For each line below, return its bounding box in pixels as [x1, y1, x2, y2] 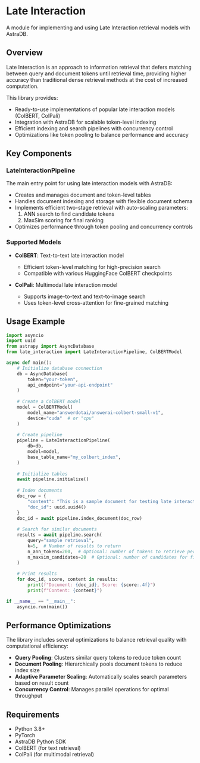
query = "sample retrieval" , [27, 538, 95, 544]
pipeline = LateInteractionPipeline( [17, 437, 111, 443]
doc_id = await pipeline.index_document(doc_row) [17, 515, 143, 521]
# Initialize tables [17, 471, 68, 477]
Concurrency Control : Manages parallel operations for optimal [14, 686, 169, 693]
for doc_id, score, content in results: [17, 577, 118, 583]
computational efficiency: [6, 642, 68, 649]
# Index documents [17, 488, 62, 494]
